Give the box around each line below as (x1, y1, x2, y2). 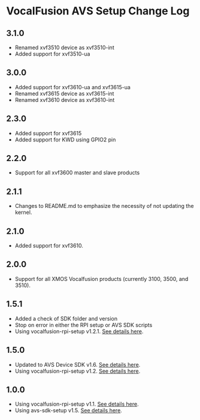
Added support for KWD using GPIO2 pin (14, 136, 116, 143)
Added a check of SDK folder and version (14, 315, 118, 322)
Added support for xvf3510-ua (14, 50, 90, 58)
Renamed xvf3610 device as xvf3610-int (14, 96, 115, 103)
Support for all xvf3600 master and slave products (14, 169, 140, 176)
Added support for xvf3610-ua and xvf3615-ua (14, 83, 131, 90)
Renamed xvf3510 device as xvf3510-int (14, 44, 115, 51)
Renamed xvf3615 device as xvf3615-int (14, 90, 114, 97)
